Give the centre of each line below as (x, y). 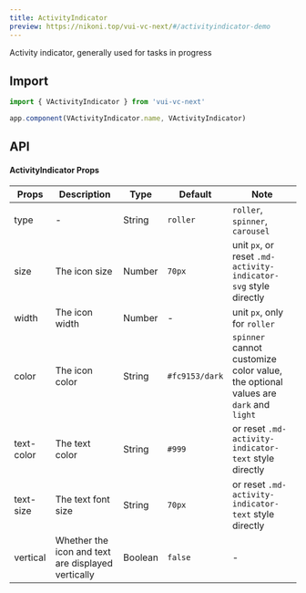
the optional (258, 381)
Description (85, 194)
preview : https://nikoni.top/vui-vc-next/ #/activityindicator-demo (140, 26)
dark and (251, 404)
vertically (75, 574)
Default (195, 194)
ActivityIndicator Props (55, 171)
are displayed (84, 563)
